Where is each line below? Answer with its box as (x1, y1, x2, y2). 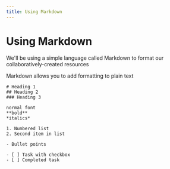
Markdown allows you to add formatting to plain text (6, 72, 134, 79)
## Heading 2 (6, 89, 39, 95)
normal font (6, 105, 36, 110)
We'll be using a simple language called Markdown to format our (6, 54, 164, 62)
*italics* (6, 115, 31, 121)
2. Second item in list (6, 131, 65, 137)
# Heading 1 (6, 84, 36, 90)
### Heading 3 (6, 94, 42, 100)
